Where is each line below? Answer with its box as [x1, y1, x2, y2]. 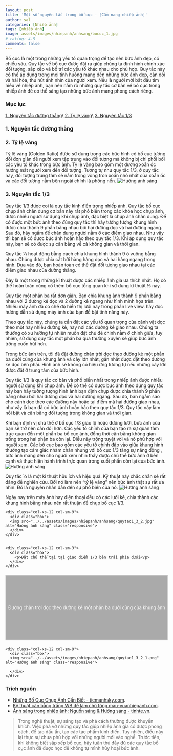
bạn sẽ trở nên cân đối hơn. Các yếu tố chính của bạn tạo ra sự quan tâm [5, 425, 159, 431]
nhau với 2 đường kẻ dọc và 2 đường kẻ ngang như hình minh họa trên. [5, 298, 155, 304]
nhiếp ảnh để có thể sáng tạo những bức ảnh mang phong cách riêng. [5, 88, 153, 94]
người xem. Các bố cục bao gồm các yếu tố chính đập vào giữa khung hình [5, 441, 164, 448]
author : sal [5, 17, 31, 22]
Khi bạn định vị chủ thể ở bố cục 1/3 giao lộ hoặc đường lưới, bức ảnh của [5, 419, 160, 426]
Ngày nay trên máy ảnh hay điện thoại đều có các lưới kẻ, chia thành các [5, 494, 159, 500]
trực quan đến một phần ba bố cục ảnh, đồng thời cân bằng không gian [5, 430, 156, 437]
